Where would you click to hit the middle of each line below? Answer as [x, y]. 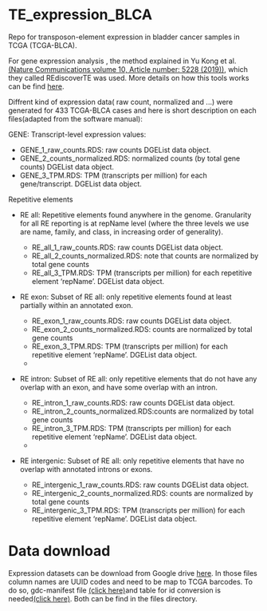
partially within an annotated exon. [77, 305]
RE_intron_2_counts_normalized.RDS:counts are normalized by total [143, 411]
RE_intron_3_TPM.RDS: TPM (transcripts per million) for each [132, 428]
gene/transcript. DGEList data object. [80, 184]
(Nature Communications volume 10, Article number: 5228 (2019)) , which [128, 69]
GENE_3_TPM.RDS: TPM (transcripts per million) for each [113, 175]
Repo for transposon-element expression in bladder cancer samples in [124, 37]
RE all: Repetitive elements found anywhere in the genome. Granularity [135, 214]
